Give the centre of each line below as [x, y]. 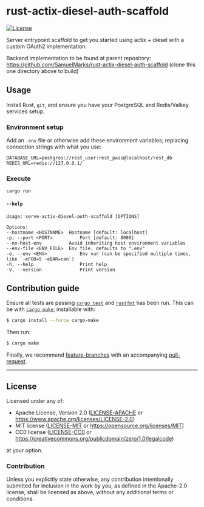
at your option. [25, 450]
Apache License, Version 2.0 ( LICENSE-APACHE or [79, 413]
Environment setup [35, 127]
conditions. [20, 499]
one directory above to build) [42, 71]
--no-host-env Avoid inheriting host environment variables [96, 243]
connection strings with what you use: [54, 147]
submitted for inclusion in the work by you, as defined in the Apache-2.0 [97, 486]
